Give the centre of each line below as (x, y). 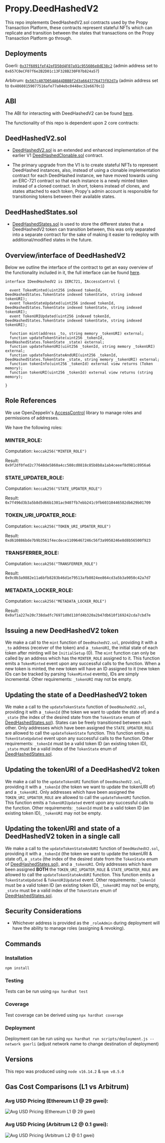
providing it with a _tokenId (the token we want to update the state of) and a (82, 712)
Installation (19, 958)
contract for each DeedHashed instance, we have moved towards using (85, 176)
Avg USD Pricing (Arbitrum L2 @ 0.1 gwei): (57, 1125)
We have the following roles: (34, 427)
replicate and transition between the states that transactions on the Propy (80, 33)
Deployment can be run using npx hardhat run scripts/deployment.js (76, 1038)
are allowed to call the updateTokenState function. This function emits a (77, 733)
